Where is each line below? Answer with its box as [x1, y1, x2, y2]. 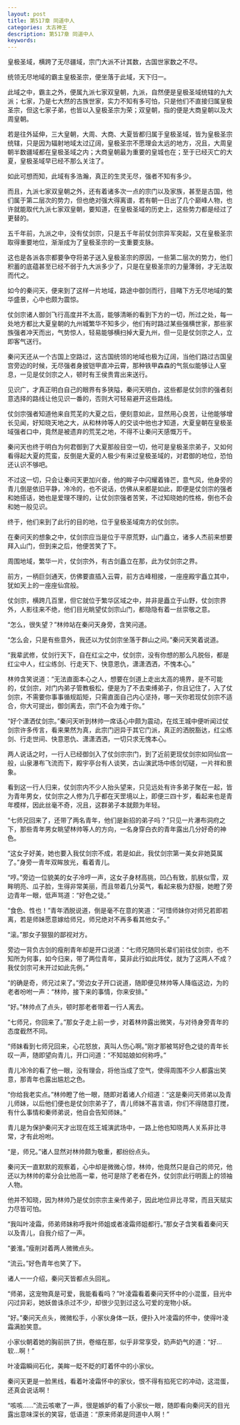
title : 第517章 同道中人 [7, 17, 75, 24]
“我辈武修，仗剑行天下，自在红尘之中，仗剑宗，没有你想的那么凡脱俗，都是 [7, 651, 230, 660]
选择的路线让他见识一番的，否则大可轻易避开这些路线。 [13, 394, 176, 403]
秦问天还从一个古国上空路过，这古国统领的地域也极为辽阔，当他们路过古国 [7, 352, 226, 361]
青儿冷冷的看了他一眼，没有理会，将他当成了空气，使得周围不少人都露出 [7, 1066, 220, 1075]
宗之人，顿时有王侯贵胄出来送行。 [51, 370, 151, 379]
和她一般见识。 [7, 502, 51, 511]
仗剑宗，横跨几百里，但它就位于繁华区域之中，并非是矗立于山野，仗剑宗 [7, 596, 220, 605]
